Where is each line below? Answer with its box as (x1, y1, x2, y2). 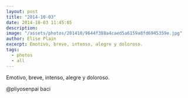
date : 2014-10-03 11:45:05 (6, 19, 72, 25)
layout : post (6, 8, 38, 15)
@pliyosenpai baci (6, 85, 51, 92)
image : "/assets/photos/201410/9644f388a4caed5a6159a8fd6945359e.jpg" (6, 31, 183, 36)
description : (6, 25, 38, 31)
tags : (6, 47, 19, 53)
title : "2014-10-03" (6, 14, 57, 20)
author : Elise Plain (6, 36, 57, 42)
